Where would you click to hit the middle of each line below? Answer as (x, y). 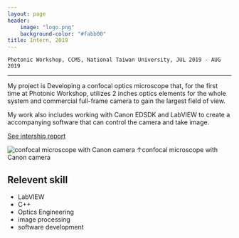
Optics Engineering (46, 212)
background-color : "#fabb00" (63, 34)
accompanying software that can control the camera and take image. (108, 122)
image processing (44, 219)
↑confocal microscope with (177, 150)
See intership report (37, 136)
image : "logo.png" (47, 27)
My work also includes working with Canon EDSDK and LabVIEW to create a (119, 115)
